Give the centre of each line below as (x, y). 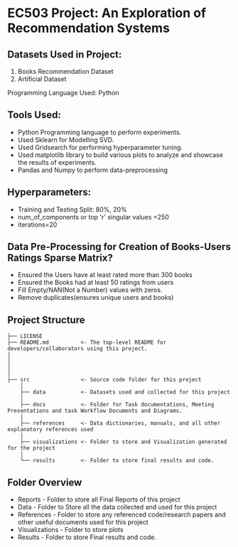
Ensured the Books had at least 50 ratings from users (96, 283)
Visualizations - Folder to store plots (70, 530)
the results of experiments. (57, 162)
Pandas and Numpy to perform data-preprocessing (93, 170)
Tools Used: (34, 115)
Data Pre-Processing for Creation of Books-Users (119, 247)
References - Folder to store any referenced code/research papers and (121, 515)
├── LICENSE (25, 336)
